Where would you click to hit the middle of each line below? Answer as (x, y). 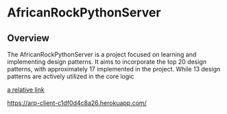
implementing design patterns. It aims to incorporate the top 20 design (107, 62)
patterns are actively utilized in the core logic (71, 76)
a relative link (26, 90)
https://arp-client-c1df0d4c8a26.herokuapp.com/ (77, 103)
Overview (28, 38)
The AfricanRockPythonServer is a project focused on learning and (102, 54)
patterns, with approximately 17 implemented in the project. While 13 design (114, 69)
